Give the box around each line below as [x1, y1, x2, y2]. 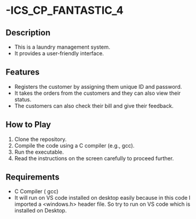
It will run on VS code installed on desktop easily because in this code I [14, 194, 191, 202]
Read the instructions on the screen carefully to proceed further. [14, 154, 174, 162]
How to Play [5, 119, 52, 130]
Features [5, 67, 40, 77]
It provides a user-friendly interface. [14, 50, 105, 57]
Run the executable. [14, 148, 64, 155]
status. [14, 95, 31, 103]
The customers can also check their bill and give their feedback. [14, 102, 174, 109]
